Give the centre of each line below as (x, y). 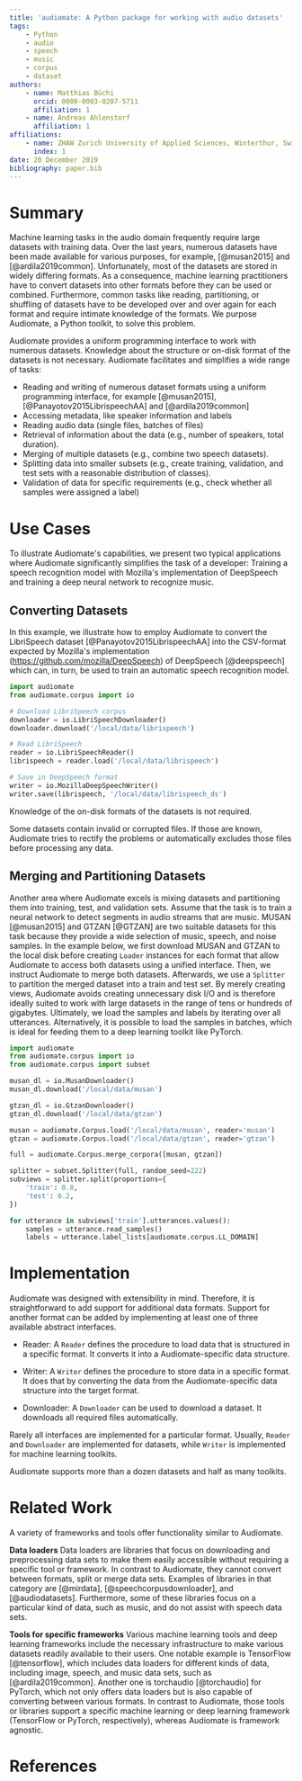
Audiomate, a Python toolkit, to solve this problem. (102, 324)
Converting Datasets (69, 610)
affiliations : (36, 135)
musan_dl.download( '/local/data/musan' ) (86, 1089)
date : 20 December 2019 (54, 160)
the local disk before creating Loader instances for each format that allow (144, 955)
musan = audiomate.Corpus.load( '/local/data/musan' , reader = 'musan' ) (142, 1130)
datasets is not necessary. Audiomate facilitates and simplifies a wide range (150, 360)
